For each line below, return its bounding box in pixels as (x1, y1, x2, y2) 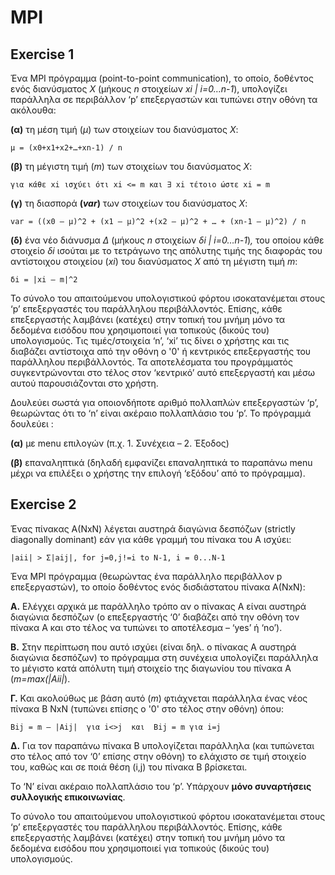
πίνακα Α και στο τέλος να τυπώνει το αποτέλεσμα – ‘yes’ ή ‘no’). (10, 621, 283, 633)
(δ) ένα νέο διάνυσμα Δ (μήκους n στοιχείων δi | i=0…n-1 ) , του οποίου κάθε (10, 234, 325, 246)
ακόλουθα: (10, 104, 57, 116)
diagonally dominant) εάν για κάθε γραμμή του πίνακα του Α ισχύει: (10, 533, 292, 545)
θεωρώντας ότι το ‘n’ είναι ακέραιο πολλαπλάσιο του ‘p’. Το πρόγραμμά (10, 407, 312, 419)
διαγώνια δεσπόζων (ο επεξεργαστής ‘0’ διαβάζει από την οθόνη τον (10, 611, 300, 623)
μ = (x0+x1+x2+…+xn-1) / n (10, 143, 123, 153)
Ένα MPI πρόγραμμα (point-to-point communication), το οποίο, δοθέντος (10, 72, 314, 84)
